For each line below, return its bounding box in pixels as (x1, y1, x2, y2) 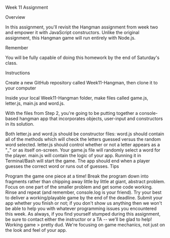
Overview (5, 14, 25, 20)
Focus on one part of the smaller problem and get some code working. (5, 184, 153, 190)
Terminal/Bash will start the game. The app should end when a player (5, 158, 150, 164)
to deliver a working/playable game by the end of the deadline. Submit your (5, 195, 163, 200)
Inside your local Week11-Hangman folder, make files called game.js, (5, 95, 149, 101)
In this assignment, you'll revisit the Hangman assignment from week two (5, 24, 158, 30)
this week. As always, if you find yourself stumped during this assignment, (5, 211, 161, 217)
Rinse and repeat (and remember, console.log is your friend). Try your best (5, 189, 162, 195)
